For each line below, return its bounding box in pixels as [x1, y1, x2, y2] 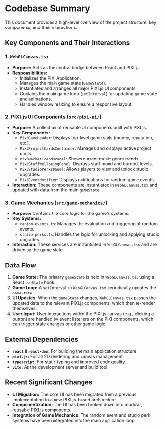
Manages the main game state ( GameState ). [19, 80, 107, 86]
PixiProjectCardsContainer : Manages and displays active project [19, 145, 151, 151]
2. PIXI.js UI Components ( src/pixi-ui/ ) [5, 113, 102, 120]
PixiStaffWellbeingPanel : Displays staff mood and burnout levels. [19, 160, 153, 167]
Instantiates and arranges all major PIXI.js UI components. [19, 85, 137, 91]
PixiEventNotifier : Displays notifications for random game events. [19, 176, 155, 182]
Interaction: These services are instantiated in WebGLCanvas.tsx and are [12, 241, 157, 248]
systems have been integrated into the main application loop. [12, 417, 136, 423]
